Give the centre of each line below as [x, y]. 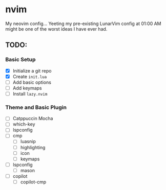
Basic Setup [20, 60]
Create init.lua [30, 76]
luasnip [28, 141]
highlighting [33, 147]
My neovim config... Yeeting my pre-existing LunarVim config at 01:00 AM [83, 23]
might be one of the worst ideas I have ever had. [56, 29]
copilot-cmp [33, 182]
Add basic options [32, 82]
